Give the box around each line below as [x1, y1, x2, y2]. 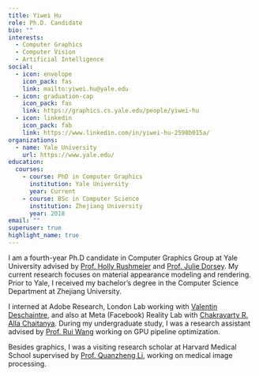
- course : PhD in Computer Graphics [22, 173, 144, 181]
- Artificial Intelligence [15, 56, 104, 64]
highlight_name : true [8, 232, 80, 240]
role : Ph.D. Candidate [8, 19, 83, 27]
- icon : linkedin [15, 114, 73, 122]
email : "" [8, 217, 41, 225]
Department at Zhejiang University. [8, 286, 122, 296]
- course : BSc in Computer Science [22, 195, 140, 203]
